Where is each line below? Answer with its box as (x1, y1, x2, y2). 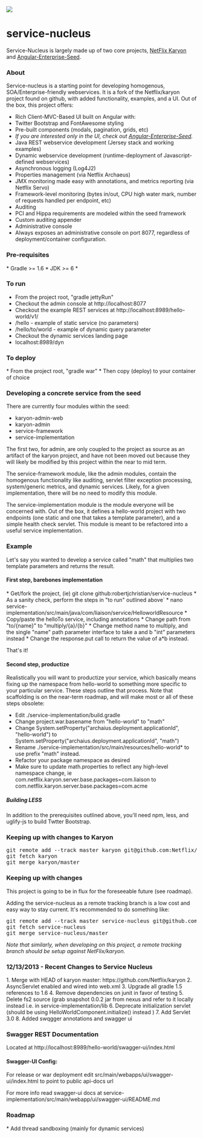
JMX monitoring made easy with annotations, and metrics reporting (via (14, 178, 195, 185)
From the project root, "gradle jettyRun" (14, 293, 114, 301)
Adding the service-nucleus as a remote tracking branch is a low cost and (6, 899, 190, 906)
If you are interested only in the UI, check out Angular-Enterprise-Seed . (14, 133, 193, 140)
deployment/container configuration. (14, 236, 107, 243)
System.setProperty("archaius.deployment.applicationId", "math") (14, 737, 179, 745)
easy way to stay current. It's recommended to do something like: (6, 906, 170, 913)
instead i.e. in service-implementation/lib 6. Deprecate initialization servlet (6, 1002, 191, 1009)
